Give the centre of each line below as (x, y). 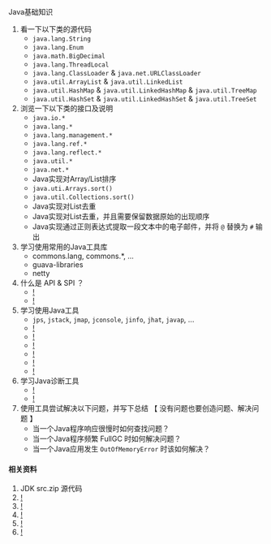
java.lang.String (62, 39)
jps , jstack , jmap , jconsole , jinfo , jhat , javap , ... (113, 319)
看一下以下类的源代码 (56, 29)
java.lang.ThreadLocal (71, 65)
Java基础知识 (31, 12)
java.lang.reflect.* (67, 153)
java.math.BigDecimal (69, 56)
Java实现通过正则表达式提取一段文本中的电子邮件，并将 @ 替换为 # (143, 227)
